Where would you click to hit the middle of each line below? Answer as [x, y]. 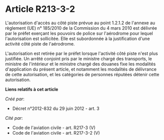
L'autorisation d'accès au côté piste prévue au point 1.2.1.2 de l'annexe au [80, 23]
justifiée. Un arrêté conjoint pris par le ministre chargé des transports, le [79, 58]
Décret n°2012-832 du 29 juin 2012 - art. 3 [56, 108]
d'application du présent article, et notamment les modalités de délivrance [81, 69]
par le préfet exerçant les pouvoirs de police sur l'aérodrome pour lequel [79, 33]
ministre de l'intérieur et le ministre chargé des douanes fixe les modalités [81, 64]
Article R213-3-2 [40, 9]
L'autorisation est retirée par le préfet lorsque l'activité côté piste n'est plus [82, 53]
